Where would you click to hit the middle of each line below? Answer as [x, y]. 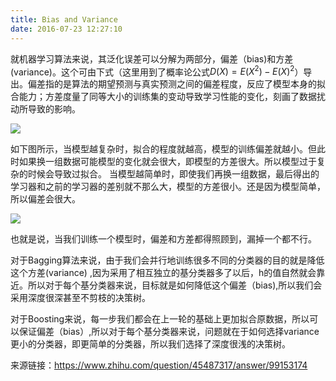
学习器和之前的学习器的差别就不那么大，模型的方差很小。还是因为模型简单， [168, 187]
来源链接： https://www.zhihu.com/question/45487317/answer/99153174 [159, 365]
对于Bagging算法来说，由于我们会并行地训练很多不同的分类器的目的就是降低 [167, 260]
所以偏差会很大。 [45, 199]
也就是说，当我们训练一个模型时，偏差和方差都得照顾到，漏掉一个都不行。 [163, 239]
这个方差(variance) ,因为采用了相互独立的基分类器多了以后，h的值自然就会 [163, 273]
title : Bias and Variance [64, 19]
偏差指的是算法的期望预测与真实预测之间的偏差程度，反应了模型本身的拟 [176, 84]
